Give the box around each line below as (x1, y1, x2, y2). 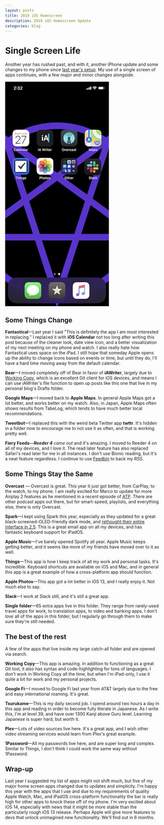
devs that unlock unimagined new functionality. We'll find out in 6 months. (5, 815, 155, 821)
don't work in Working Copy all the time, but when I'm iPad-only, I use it (5, 671, 150, 677)
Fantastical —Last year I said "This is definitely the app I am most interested (5, 329, 159, 335)
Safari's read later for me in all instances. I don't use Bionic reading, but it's (5, 451, 157, 456)
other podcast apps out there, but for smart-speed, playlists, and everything (5, 499, 159, 505)
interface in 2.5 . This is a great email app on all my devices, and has (5, 524, 142, 530)
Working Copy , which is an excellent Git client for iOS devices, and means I (5, 375, 157, 381)
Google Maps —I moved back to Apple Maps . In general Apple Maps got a (5, 395, 156, 400)
